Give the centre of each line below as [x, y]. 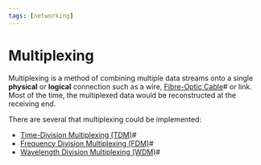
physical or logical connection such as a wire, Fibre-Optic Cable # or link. [130, 86]
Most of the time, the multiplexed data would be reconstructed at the [122, 95]
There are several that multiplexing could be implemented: [105, 119]
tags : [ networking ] [41, 16]
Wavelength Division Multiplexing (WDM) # [90, 152]
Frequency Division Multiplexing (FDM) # [87, 143]
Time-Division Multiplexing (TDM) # [78, 134]
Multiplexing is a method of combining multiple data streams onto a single [131, 78]
